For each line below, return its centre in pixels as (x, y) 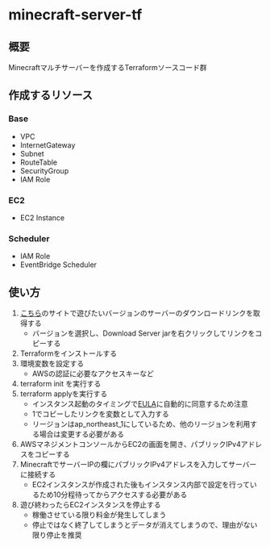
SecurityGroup (44, 170)
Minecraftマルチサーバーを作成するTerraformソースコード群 (108, 67)
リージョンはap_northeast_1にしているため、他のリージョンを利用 (141, 424)
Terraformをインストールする (69, 353)
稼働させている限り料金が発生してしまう (99, 515)
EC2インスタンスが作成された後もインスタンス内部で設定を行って (141, 485)
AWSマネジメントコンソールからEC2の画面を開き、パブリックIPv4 (131, 445)
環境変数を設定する (52, 364)
